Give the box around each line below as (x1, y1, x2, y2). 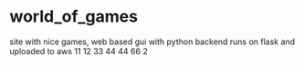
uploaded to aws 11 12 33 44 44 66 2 (9, 45, 148, 56)
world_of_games (9, 6, 139, 27)
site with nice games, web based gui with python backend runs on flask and (9, 36, 295, 47)
